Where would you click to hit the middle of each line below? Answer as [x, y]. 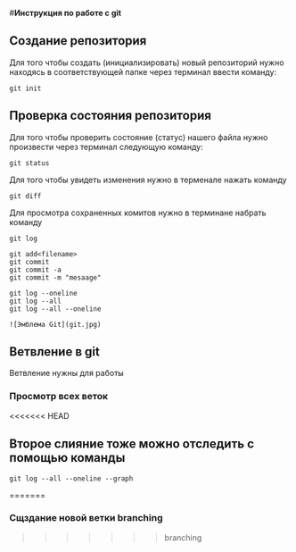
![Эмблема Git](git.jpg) [55, 324]
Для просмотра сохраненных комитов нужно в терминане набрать [138, 213]
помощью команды [67, 458]
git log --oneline [43, 293]
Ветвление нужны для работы [67, 373]
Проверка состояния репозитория [111, 116]
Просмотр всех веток [59, 397]
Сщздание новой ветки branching [86, 518]
